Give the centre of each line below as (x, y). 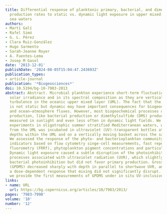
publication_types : (25, 74)
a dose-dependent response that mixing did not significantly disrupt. (85, 171)
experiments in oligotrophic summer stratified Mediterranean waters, (84, 125)
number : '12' (19, 204)
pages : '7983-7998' (25, 194)
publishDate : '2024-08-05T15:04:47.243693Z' (52, 70)
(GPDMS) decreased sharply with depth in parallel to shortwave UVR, (83, 167)
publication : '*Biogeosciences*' (40, 83)
